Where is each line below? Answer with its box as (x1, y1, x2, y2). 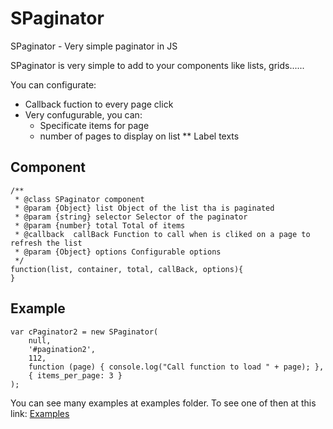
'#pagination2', (28, 344, 97, 354)
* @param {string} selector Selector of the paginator (14, 212, 248, 222)
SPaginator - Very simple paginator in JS (10, 40, 178, 52)
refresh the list (10, 238, 83, 248)
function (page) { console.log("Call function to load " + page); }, (28, 362, 325, 372)
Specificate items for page (39, 119, 150, 131)
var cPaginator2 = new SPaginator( (10, 327, 159, 337)
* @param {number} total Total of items (14, 220, 186, 231)
